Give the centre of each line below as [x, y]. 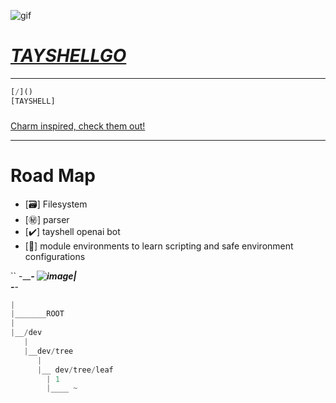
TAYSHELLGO [68, 56]
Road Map [53, 175]
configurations [55, 256]
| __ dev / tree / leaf [75, 370]
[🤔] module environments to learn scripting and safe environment [159, 246]
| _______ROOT [37, 314]
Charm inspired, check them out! [78, 126]
